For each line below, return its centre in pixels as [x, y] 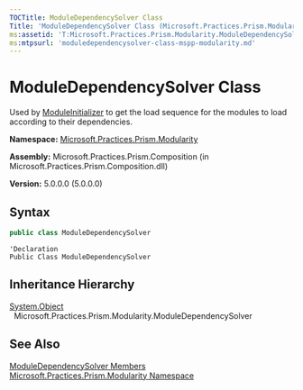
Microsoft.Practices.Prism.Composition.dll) [89, 167]
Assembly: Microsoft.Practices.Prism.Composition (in [109, 157]
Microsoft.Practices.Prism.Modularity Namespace [102, 376]
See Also [35, 345]
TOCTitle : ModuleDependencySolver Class [87, 18]
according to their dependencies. [71, 122]
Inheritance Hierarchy [72, 285]
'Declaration [34, 249]
